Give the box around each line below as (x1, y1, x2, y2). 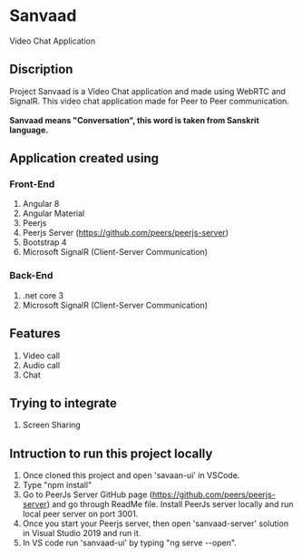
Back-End (9, 269, 54, 282)
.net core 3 (22, 289, 63, 300)
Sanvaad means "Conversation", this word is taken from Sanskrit (9, 114, 260, 125)
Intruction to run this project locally (9, 445, 213, 461)
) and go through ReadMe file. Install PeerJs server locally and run (46, 499, 294, 510)
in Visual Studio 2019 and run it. (22, 528, 141, 539)
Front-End (9, 178, 55, 191)
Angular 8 (22, 199, 60, 210)
